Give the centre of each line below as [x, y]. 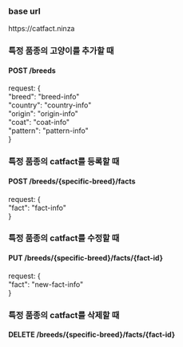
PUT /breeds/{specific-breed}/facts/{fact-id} [86, 258]
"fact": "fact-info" [37, 208]
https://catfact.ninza [42, 29]
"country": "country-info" [50, 105]
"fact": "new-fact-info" [46, 284]
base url [25, 11]
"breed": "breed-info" [44, 97]
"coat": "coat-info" [39, 123]
